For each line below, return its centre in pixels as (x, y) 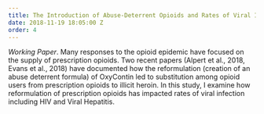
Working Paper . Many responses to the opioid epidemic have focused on (126, 52)
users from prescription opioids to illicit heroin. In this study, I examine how (129, 85)
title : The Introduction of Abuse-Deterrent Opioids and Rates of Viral (130, 15)
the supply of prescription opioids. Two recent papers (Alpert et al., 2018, (126, 60)
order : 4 (22, 30)
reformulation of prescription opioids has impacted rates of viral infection (126, 94)
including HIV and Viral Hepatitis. (62, 102)
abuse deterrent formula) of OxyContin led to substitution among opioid (124, 77)
